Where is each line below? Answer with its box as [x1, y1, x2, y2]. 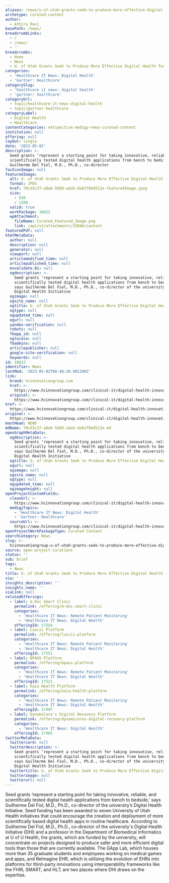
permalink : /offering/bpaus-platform [14, 660, 94, 665]
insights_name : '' [5, 585, 44, 590]
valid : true [10, 205, 35, 210]
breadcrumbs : [5, 50, 33, 55]
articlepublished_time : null [10, 261, 71, 266]
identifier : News [5, 364, 42, 369]
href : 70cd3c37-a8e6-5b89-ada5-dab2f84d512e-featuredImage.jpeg [10, 186, 147, 191]
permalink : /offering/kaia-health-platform [14, 688, 107, 694]
